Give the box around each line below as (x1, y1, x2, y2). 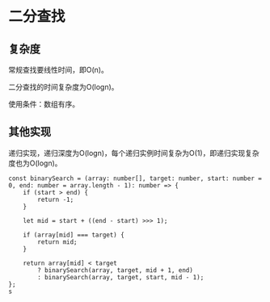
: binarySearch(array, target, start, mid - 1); (37, 273, 205, 281)
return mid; (37, 237, 78, 246)
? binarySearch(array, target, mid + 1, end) (37, 266, 194, 275)
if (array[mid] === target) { (23, 231, 125, 239)
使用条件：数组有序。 (8, 99, 79, 109)
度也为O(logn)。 (8, 158, 62, 168)
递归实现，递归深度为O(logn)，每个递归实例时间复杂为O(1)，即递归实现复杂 (8, 148, 260, 157)
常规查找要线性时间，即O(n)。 (8, 65, 109, 74)
